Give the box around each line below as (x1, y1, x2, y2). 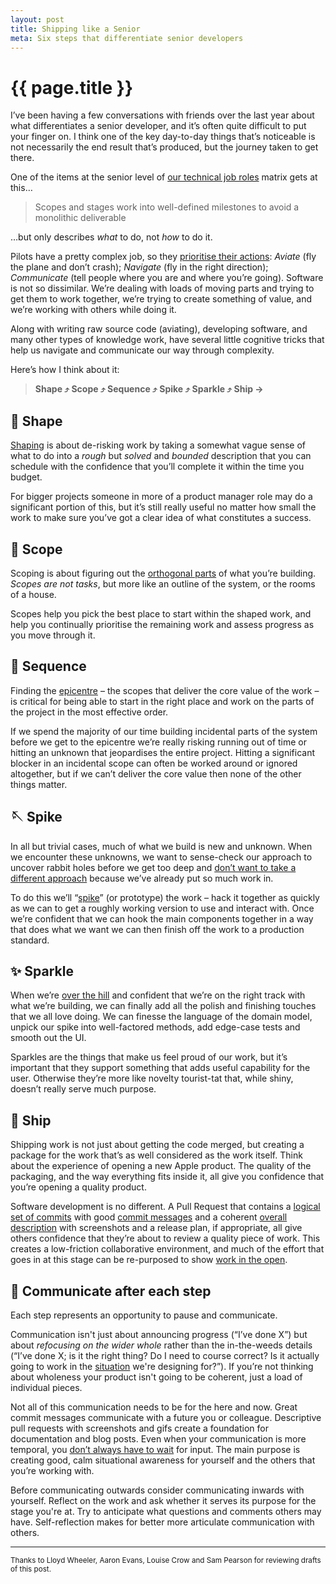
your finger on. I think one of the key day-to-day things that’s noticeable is (10, 131, 316, 143)
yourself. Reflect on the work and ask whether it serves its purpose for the (10, 1495, 317, 1506)
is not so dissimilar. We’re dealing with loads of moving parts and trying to (10, 282, 315, 295)
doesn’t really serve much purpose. (10, 1083, 157, 1095)
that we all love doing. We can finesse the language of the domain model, (10, 1011, 313, 1023)
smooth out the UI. (10, 1032, 87, 1044)
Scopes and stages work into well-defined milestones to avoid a (34, 201, 300, 213)
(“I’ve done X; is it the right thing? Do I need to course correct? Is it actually (10, 1350, 320, 1361)
